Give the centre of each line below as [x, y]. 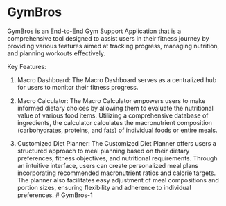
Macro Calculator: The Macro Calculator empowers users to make [111, 100]
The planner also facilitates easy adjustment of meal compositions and [118, 180]
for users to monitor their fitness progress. [78, 87]
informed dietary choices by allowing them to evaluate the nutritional [115, 108]
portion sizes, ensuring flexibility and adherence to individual [104, 187]
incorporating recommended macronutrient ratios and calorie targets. [116, 173]
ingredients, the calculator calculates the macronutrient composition [115, 122]
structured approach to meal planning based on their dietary [103, 151]
